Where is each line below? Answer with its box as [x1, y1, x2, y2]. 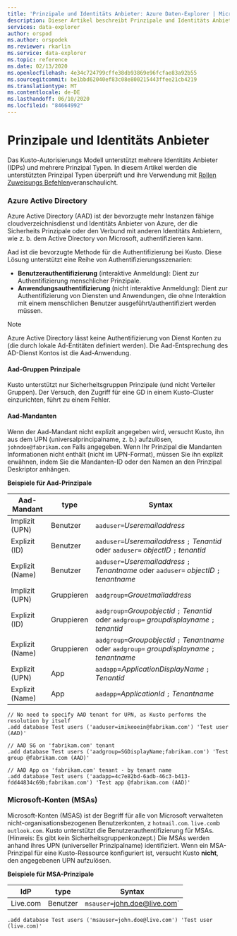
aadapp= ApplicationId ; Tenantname [95, 689, 214, 698]
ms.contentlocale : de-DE [7, 89, 80, 96]
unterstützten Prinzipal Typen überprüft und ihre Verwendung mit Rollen [7, 171, 217, 179]
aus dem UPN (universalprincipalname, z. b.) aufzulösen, [7, 435, 173, 443]
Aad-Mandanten [7, 412, 57, 420]
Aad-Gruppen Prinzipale [7, 364, 81, 374]
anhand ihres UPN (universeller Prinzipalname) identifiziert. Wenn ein [7, 841, 209, 849]
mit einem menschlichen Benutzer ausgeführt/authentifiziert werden [17, 299, 217, 307]
